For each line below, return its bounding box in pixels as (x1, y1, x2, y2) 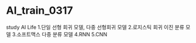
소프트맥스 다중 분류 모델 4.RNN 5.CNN (16, 30, 107, 38)
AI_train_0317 (6, 4, 73, 17)
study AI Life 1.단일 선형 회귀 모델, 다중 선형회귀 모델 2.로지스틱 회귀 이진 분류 (6, 24, 184, 30)
